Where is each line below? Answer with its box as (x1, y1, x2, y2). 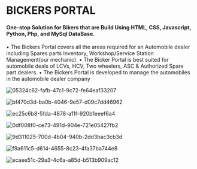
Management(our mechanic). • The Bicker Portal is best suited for (6, 56, 169, 64)
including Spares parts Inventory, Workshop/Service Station (6, 50, 154, 57)
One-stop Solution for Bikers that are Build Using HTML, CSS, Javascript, (6, 23, 192, 31)
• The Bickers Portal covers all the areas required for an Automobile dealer (6, 43, 190, 51)
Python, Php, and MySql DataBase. (6, 30, 95, 37)
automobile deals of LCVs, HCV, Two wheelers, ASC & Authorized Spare (6, 62, 184, 70)
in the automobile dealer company (6, 76, 91, 83)
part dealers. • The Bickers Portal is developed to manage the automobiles (6, 69, 190, 76)
